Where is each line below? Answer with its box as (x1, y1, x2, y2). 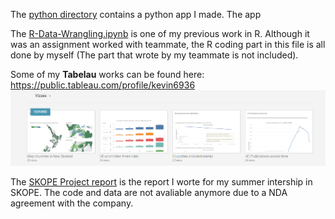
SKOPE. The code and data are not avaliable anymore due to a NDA (10, 186, 288, 198)
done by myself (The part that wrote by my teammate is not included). (10, 49, 299, 61)
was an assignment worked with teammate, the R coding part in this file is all (10, 39, 326, 50)
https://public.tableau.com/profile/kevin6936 (10, 79, 196, 91)
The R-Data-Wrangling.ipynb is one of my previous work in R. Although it (10, 28, 310, 39)
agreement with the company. (10, 197, 134, 209)
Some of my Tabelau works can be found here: (10, 69, 205, 80)
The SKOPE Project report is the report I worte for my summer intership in (10, 175, 313, 188)
